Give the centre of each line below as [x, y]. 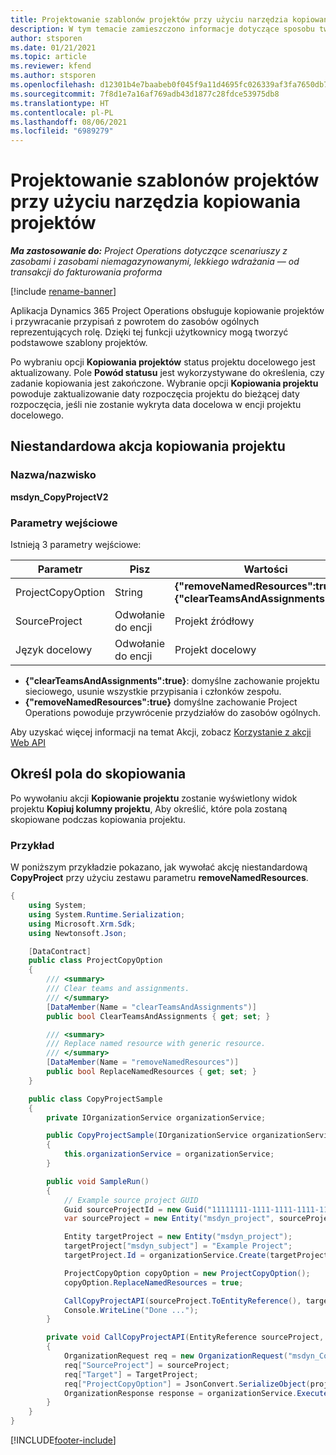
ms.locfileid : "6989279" [62, 131]
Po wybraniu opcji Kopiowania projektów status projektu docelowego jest [163, 362]
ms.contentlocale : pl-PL [62, 112]
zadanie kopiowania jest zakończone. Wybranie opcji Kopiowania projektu [164, 383]
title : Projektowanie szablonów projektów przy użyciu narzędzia [149, 19]
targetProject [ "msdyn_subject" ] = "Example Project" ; [178, 1246]
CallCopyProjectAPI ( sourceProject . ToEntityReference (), [182, 1301]
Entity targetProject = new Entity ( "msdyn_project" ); [178, 1237]
